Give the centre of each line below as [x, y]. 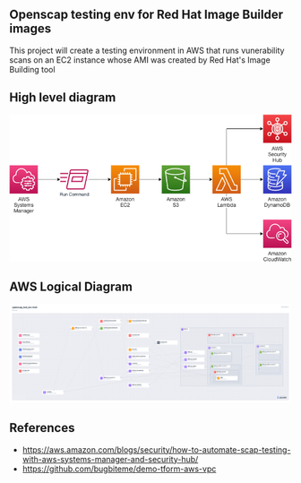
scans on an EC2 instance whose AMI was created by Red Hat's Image [140, 60]
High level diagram [63, 98]
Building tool [32, 69]
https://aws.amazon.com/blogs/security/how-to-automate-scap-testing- [156, 449]
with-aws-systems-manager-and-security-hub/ [110, 459]
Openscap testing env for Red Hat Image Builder [146, 15]
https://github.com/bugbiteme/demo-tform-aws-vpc [119, 469]
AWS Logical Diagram [71, 287]
